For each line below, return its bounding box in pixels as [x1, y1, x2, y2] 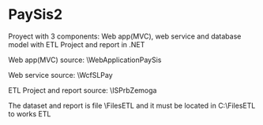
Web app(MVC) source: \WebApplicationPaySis [8, 55, 162, 64]
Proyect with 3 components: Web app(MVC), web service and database [8, 31, 242, 41]
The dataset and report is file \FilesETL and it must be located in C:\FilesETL [8, 101, 256, 110]
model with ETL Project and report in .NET [8, 39, 145, 49]
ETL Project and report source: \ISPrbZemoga [8, 85, 157, 95]
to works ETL [8, 108, 51, 119]
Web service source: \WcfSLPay [8, 70, 113, 79]
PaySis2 [8, 6, 63, 24]
